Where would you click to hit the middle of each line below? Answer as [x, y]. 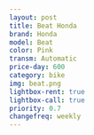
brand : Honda [33, 34]
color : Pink [31, 51]
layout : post [33, 17]
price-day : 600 [37, 67]
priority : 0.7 [35, 108]
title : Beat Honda [43, 26]
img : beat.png [35, 83]
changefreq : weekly [45, 116]
